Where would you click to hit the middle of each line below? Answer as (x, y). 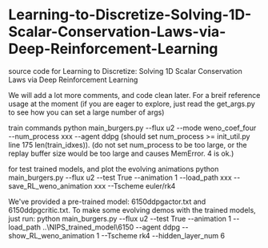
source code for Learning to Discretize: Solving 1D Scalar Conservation (125, 71)
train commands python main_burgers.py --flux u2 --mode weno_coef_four (132, 128)
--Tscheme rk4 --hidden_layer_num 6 (163, 235)
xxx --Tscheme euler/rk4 (135, 185)
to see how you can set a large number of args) (86, 112)
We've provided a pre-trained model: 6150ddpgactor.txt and (107, 201)
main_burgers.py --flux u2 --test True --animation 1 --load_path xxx (120, 177)
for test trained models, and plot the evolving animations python (114, 169)
